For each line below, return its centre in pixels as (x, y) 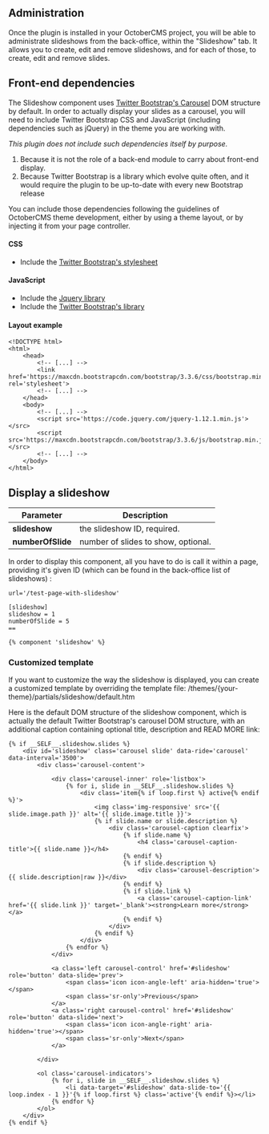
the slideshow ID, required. (130, 529)
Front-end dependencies (72, 83)
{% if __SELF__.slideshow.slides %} (69, 745)
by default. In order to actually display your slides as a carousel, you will (127, 111)
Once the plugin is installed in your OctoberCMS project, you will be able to (132, 32)
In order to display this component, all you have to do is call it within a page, (133, 562)
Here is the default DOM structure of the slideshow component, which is (127, 712)
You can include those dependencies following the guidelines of (114, 208)
